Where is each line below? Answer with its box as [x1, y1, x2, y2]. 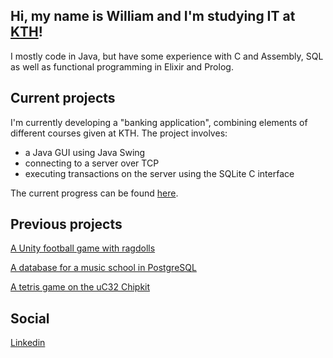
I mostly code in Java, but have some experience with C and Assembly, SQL [10, 50, 324, 62]
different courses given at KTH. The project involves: [10, 127, 228, 139]
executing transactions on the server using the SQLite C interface [24, 167, 295, 179]
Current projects [10, 90, 116, 107]
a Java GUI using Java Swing [24, 146, 146, 158]
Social [10, 310, 50, 327]
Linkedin [10, 337, 46, 349]
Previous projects [10, 216, 123, 233]
